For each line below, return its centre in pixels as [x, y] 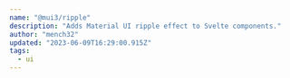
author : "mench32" [44, 34]
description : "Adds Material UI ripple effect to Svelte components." [145, 26]
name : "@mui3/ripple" [50, 17]
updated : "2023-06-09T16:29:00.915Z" [81, 43]
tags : [19, 51]
